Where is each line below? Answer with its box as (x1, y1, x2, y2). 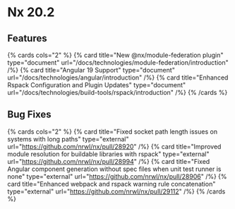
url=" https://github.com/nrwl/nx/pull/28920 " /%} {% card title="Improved (7, 142, 222, 151)
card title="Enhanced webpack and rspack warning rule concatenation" (7, 179, 216, 188)
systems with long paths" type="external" (7, 134, 129, 143)
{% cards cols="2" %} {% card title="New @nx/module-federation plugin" (7, 51, 224, 59)
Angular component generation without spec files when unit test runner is (7, 165, 222, 173)
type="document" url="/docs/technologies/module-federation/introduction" (7, 58, 229, 67)
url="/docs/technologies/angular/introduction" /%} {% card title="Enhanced (7, 73, 229, 82)
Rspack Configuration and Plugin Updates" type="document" (7, 81, 186, 89)
